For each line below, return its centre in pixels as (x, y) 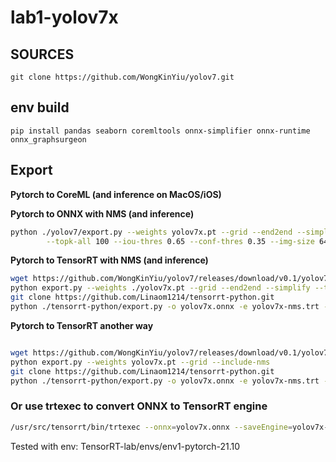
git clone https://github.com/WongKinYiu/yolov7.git (122, 77)
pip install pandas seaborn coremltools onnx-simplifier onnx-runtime (160, 131)
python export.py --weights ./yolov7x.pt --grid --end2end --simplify (160, 288)
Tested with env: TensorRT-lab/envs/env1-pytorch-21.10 (125, 446)
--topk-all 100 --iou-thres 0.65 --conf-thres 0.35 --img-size (180, 241)
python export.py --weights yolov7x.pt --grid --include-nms (140, 362)
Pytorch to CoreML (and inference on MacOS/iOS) (116, 194)
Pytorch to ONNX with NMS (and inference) (102, 213)
